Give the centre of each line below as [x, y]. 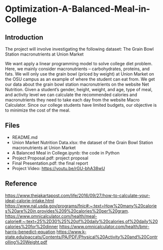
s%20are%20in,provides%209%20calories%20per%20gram [66, 211]
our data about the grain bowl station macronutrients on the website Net [77, 84]
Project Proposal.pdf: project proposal [50, 158]
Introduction [24, 37]
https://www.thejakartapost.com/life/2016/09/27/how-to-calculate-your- [78, 195]
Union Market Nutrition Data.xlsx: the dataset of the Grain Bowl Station [82, 142]
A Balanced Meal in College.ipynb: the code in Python [66, 153]
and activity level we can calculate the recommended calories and [71, 95]
